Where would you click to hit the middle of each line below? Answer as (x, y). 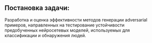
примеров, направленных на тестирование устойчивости (65, 25)
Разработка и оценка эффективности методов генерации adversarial (76, 20)
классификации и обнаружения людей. (45, 35)
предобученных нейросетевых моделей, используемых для (67, 30)
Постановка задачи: (37, 8)
